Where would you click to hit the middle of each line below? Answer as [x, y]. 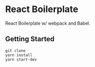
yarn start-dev [21, 59]
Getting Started [30, 39]
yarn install [19, 55]
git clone [16, 51]
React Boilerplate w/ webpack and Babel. [48, 23]
